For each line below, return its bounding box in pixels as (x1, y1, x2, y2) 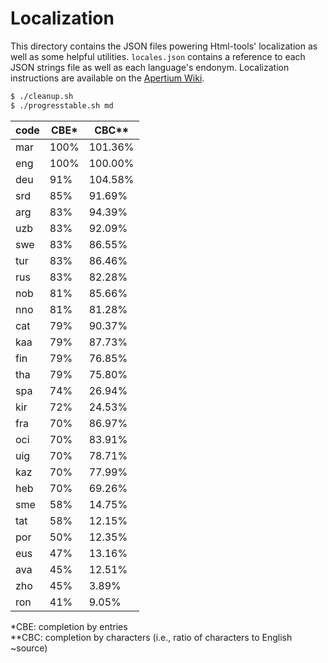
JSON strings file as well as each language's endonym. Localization (10, 61, 290, 73)
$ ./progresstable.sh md (10, 100, 114, 111)
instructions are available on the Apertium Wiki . (10, 72, 205, 84)
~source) (10, 642, 48, 654)
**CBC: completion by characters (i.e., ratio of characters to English (10, 631, 293, 643)
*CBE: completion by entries (10, 620, 128, 632)
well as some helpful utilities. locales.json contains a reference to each (10, 50, 306, 62)
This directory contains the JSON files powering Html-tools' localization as (10, 40, 318, 52)
